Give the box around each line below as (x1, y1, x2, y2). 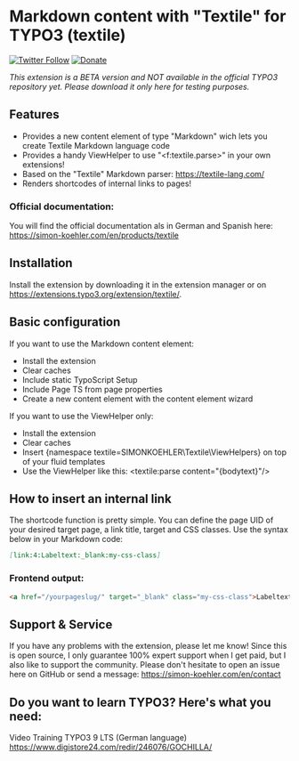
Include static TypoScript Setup (21, 374, 138, 385)
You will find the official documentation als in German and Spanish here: (9, 221, 273, 231)
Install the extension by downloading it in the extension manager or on (9, 279, 267, 290)
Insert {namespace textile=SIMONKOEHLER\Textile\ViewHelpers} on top (21, 447, 287, 457)
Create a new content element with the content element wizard (21, 393, 254, 404)
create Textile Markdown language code (21, 140, 171, 150)
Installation (9, 255, 73, 271)
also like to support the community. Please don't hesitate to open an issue (9, 660, 280, 670)
